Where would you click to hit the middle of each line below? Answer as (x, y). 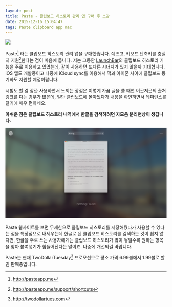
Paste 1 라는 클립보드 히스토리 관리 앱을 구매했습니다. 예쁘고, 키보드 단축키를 (81, 53)
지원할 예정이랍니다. (39, 79)
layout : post (19, 11)
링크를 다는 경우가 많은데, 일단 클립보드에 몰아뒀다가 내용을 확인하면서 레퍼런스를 (86, 97)
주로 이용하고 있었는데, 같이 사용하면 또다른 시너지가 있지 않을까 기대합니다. (90, 67)
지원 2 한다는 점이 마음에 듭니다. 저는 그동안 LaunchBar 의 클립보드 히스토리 (84, 60)
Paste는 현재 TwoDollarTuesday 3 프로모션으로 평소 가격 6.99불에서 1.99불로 (82, 257)
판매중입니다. (24, 264)
